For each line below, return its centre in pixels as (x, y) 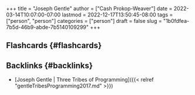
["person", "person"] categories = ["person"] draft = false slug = (84, 21)
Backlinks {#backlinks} (49, 65)
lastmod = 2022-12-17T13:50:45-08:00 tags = (117, 15)
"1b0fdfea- (176, 21)
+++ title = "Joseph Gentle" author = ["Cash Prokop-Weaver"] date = (89, 9)
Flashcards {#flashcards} (54, 45)
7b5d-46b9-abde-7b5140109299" (48, 27)
